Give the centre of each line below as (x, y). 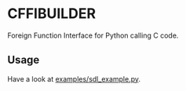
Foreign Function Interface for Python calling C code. (93, 35)
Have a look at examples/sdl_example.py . (74, 78)
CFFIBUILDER (51, 14)
